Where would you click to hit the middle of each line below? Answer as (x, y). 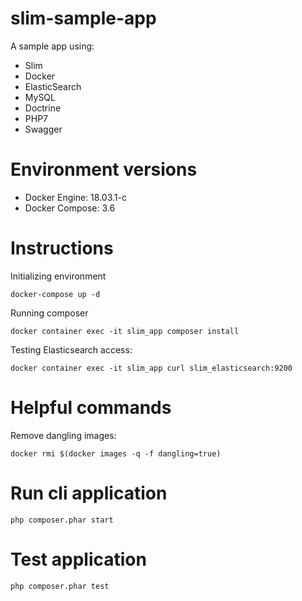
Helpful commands (91, 408)
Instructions (62, 248)
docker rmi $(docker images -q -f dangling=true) (116, 453)
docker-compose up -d (55, 294)
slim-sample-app (83, 18)
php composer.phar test (60, 586)
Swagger (43, 129)
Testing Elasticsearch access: (71, 349)
